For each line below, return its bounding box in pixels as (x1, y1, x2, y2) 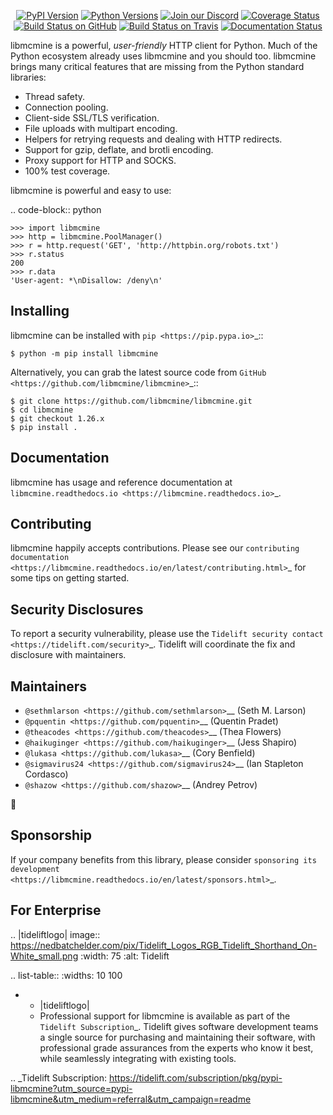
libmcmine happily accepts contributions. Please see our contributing (10, 542, 300, 554)
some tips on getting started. (10, 572, 130, 584)
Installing (10, 303, 70, 320)
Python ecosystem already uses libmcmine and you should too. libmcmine (10, 50, 317, 62)
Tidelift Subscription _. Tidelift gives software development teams (39, 1020, 319, 1032)
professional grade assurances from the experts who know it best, (39, 1041, 314, 1054)
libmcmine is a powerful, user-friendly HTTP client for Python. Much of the (10, 40, 318, 51)
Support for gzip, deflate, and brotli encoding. (24, 144, 214, 155)
